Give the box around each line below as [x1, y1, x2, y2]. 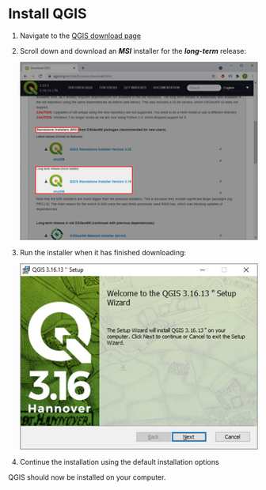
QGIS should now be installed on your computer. [8, 472, 166, 482]
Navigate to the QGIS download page [19, 31, 141, 40]
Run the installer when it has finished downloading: [19, 248, 187, 258]
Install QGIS [8, 5, 87, 23]
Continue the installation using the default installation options [19, 457, 219, 466]
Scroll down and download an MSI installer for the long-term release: [19, 46, 247, 55]
